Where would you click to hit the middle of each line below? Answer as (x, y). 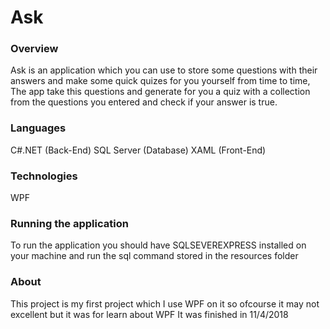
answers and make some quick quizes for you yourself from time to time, (160, 81)
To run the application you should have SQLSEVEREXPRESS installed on (158, 245)
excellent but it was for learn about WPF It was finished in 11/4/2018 (149, 314)
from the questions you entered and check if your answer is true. (144, 102)
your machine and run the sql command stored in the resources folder (154, 256)
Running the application (69, 223)
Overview (34, 49)
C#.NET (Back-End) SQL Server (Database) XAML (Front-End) (138, 150)
